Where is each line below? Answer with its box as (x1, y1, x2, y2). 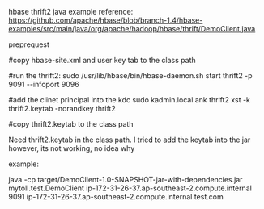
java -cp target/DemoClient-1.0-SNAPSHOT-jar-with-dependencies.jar (8, 175, 243, 184)
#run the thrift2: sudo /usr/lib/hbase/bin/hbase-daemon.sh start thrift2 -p (8, 71, 253, 80)
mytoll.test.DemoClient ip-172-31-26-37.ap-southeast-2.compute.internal (8, 183, 253, 193)
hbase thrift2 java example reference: (8, 7, 134, 16)
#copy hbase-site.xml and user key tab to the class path (8, 56, 196, 65)
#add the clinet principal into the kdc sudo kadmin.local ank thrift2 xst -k (8, 95, 251, 104)
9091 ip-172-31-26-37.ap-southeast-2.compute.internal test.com (8, 192, 224, 201)
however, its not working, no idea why (8, 144, 135, 153)
